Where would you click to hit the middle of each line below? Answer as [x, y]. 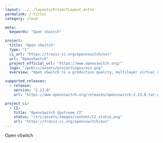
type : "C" [19, 50]
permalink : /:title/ [26, 14]
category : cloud [21, 18]
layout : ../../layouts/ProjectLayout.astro [50, 9]
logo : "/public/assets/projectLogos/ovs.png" [56, 68]
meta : [10, 27]
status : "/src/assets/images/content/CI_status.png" [68, 117]
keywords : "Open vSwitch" [36, 32]
